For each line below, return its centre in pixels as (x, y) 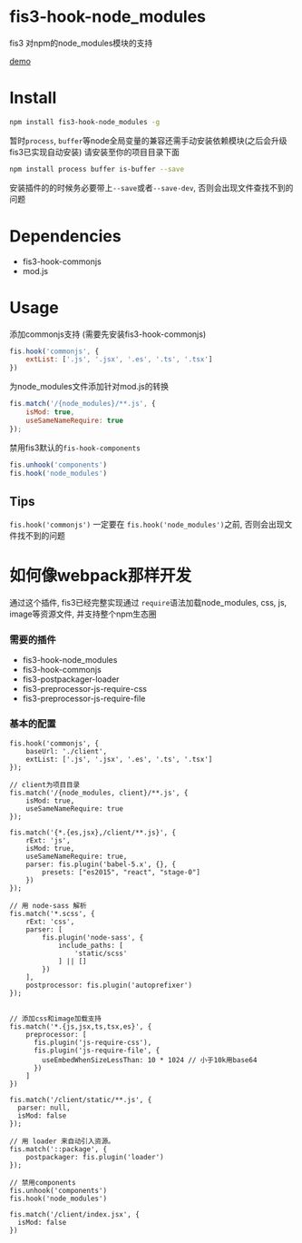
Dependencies (65, 236)
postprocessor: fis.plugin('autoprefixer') (109, 985)
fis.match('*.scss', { (52, 913)
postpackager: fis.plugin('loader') (95, 1157)
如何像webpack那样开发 (101, 576)
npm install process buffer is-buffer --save (97, 169)
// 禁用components (43, 1182)
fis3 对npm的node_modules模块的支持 (81, 43)
